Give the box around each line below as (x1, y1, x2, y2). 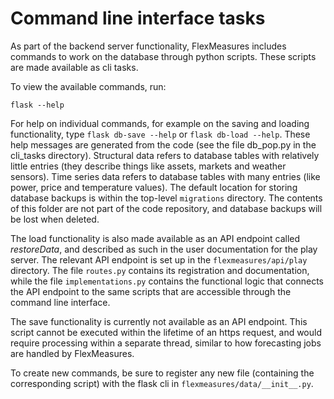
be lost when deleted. (10, 213, 100, 225)
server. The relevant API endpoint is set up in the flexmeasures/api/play (10, 253, 308, 266)
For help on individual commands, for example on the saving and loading (10, 117, 310, 129)
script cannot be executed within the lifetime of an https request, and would (10, 326, 322, 338)
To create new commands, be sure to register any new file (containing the (10, 367, 315, 379)
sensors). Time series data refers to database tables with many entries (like (10, 170, 321, 182)
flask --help (10, 100, 65, 110)
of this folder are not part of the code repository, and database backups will (10, 202, 323, 214)
